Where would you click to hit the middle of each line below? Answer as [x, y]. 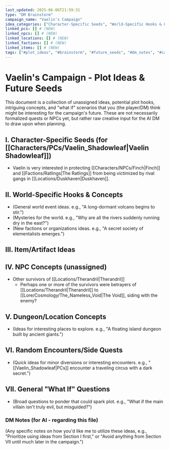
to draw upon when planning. [36, 124]
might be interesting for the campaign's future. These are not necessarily [81, 113]
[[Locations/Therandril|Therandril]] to [59, 290]
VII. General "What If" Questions [58, 389]
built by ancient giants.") [38, 334]
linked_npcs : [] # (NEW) [31, 33]
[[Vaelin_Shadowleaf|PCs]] [40, 368]
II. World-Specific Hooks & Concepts [64, 195]
